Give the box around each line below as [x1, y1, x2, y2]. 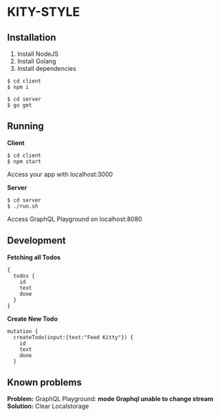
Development [7, 235, 67, 246]
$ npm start [7, 158, 41, 165]
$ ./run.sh [7, 202, 38, 210]
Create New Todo [7, 314, 58, 323]
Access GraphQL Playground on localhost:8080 [7, 215, 142, 223]
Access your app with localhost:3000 [7, 170, 113, 178]
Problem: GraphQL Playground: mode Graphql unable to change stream [7, 395, 214, 403]
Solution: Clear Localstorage [7, 402, 89, 410]
